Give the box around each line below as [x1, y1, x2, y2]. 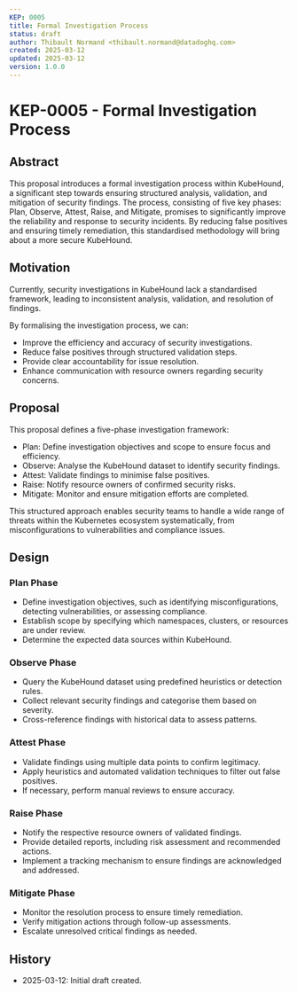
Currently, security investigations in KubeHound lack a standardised [9, 284, 257, 294]
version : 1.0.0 [9, 63, 66, 72]
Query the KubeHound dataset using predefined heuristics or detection [21, 676, 282, 687]
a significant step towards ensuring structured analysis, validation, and [9, 187, 268, 198]
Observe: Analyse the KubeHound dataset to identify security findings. [21, 460, 281, 471]
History [9, 951, 51, 966]
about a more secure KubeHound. [9, 234, 133, 245]
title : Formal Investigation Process [9, 21, 149, 30]
